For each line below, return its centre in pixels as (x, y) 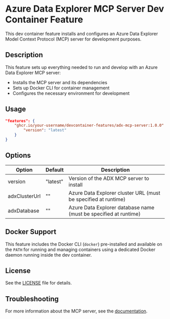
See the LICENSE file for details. (39, 283)
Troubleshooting (32, 299)
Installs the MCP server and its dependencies (60, 82)
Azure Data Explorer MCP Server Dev (85, 9)
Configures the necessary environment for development (71, 93)
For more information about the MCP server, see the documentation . (76, 311)
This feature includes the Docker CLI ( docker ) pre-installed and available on (84, 244)
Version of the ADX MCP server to (109, 178)
